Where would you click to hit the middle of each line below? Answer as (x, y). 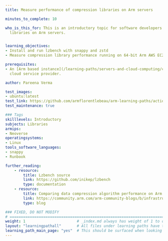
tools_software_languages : (33, 148)
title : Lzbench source (47, 175)
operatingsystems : (24, 138)
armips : (13, 129)
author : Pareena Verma (29, 83)
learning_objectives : (28, 46)
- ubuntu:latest (22, 96)
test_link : (16, 101)
